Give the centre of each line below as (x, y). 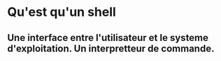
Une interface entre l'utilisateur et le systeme (108, 38)
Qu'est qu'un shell (62, 12)
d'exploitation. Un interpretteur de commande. (111, 48)
